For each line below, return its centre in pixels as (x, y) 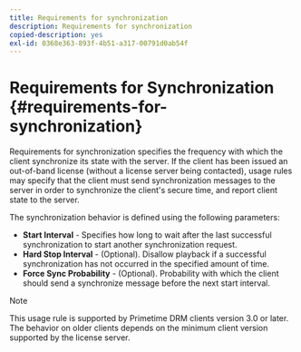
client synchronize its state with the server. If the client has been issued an (149, 161)
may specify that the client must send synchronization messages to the (142, 181)
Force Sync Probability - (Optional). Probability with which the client (150, 274)
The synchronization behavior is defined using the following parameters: (145, 218)
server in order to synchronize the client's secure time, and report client (144, 191)
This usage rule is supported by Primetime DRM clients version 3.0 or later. (149, 318)
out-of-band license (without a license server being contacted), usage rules (151, 171)
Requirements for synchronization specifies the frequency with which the (146, 152)
